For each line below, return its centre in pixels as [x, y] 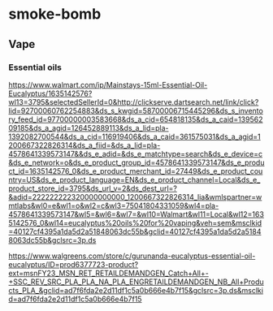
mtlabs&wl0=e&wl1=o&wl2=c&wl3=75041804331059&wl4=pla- [114, 205]
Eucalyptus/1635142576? [50, 93]
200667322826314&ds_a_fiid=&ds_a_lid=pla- [84, 145]
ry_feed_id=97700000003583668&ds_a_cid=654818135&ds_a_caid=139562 [136, 119]
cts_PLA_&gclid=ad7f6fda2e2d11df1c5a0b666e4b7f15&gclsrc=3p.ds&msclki [136, 290]
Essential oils [35, 67]
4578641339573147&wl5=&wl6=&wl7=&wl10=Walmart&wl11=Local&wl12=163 [136, 214]
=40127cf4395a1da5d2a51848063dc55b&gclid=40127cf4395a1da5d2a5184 [135, 231]
